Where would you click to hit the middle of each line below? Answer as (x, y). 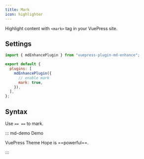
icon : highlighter (24, 14)
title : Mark (17, 10)
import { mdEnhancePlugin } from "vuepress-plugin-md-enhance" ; (72, 55)
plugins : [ (21, 69)
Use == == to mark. (24, 123)
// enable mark (34, 78)
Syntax (16, 112)
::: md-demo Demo (24, 133)
